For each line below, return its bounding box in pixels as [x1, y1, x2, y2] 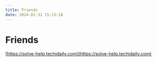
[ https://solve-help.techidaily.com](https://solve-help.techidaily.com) [5, 51, 152, 57]
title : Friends [5, 7, 38, 13]
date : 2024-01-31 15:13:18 [5, 12, 63, 17]
